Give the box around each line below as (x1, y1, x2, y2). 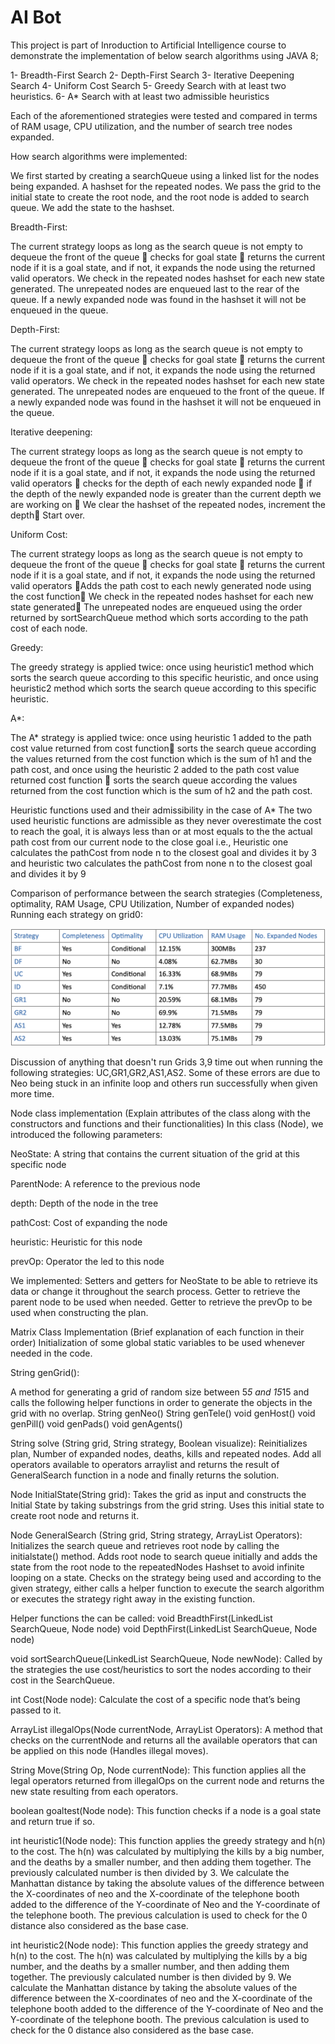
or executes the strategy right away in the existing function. (10, 1592, 256, 1605)
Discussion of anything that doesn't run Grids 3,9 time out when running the (10, 1056, 323, 1068)
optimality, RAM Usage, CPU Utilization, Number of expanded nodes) (10, 897, 295, 910)
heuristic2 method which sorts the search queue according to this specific (10, 682, 317, 694)
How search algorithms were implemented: (10, 150, 188, 162)
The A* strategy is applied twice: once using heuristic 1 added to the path (10, 731, 312, 743)
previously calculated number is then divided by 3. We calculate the (10, 1866, 290, 1878)
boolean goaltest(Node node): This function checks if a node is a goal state (10, 1804, 322, 1816)
